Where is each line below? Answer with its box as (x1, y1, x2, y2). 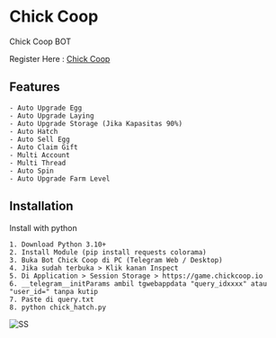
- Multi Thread (9, 158, 67, 167)
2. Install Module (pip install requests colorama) (9, 247, 207, 257)
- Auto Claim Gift (9, 142, 78, 152)
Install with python (9, 222, 78, 233)
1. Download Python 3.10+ (9, 240, 106, 249)
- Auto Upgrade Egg (9, 103, 83, 112)
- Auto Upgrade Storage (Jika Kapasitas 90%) (9, 119, 183, 128)
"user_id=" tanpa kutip (9, 287, 99, 296)
